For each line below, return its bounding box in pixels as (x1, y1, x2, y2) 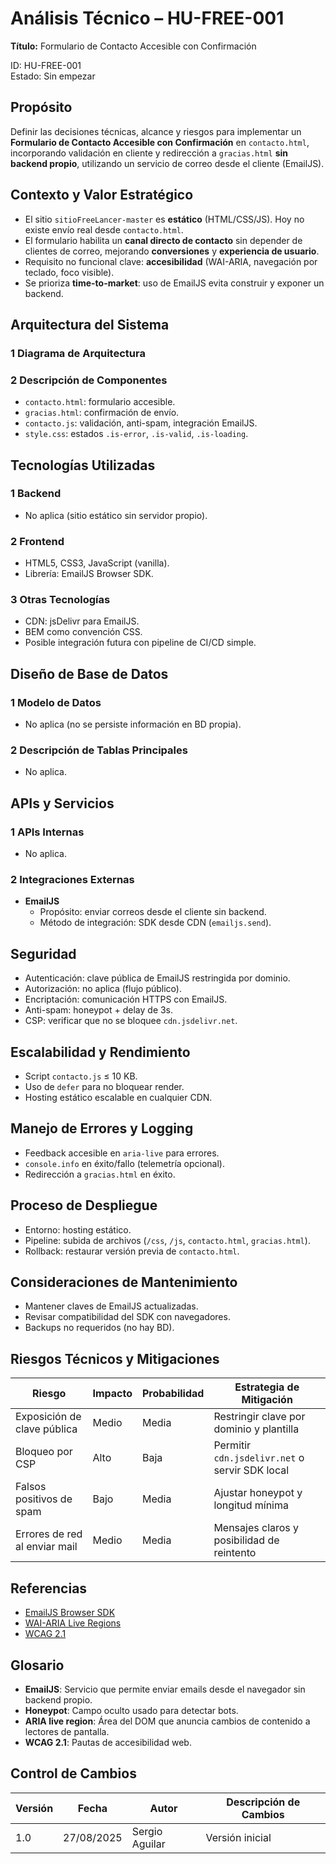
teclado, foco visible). (24, 266, 115, 278)
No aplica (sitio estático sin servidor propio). (24, 509, 208, 521)
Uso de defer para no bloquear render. (24, 1081, 185, 1093)
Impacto (92, 1387, 133, 1401)
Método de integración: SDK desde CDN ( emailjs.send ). (39, 917, 272, 929)
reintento (213, 1546, 257, 1560)
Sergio (131, 1824, 163, 1838)
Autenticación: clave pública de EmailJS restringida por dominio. (24, 972, 291, 984)
